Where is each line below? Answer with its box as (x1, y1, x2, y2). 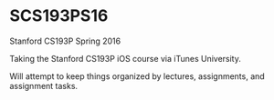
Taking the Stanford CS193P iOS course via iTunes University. (9, 53, 242, 64)
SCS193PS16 (9, 5, 109, 26)
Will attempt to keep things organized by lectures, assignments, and (9, 70, 265, 82)
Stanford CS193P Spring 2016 (9, 35, 121, 46)
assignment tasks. (9, 80, 79, 91)
